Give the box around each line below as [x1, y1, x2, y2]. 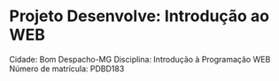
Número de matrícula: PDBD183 [9, 63, 125, 74]
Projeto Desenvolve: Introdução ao [9, 6, 270, 26]
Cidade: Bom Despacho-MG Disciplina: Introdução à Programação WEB [9, 54, 271, 64]
